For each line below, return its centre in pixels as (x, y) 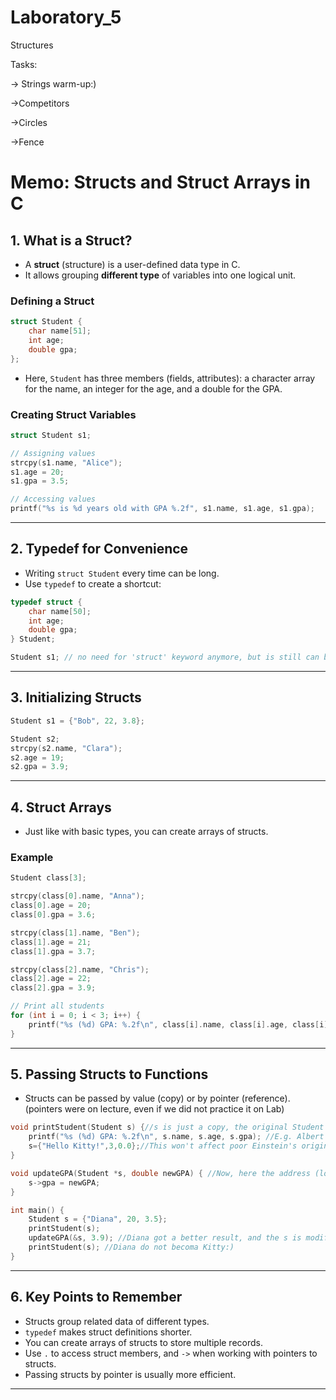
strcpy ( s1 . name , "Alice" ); (66, 462)
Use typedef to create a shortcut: (93, 583)
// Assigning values (53, 453)
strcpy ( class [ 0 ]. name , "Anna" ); (77, 896)
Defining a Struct (52, 301)
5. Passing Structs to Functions (109, 1074)
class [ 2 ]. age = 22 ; (51, 979)
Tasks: (24, 64)
